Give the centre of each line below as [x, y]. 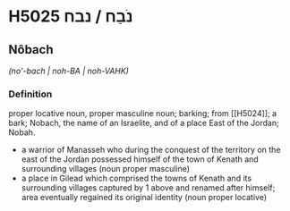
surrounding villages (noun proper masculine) [105, 169]
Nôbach [31, 50]
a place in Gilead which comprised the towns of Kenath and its [136, 178]
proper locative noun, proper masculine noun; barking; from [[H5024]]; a [143, 114]
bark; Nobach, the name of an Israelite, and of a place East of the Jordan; [144, 123]
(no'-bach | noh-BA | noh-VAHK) [68, 71]
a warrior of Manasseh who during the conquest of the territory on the [151, 150]
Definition [30, 94]
